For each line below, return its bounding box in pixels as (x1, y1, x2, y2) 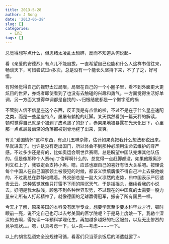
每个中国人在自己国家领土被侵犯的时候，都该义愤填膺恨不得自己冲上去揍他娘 (5, 168, 164, 174)
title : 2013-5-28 (5, 7, 42, 13)
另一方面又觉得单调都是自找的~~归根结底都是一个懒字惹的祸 (14, 96, 139, 102)
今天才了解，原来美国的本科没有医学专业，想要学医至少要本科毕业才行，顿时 (5, 204, 164, 210)
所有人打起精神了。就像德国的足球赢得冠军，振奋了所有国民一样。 (18, 193, 155, 199)
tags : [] (5, 36, 24, 41)
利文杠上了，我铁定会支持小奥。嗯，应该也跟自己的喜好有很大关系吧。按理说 (5, 161, 164, 168)
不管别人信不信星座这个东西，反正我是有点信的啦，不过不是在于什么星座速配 (5, 107, 164, 113)
